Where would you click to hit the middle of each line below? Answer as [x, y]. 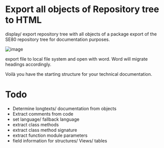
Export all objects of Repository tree [82, 9]
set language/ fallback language [46, 119]
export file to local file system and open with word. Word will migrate [76, 59]
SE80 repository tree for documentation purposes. [58, 39]
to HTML [23, 20]
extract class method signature [45, 130]
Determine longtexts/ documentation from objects [65, 108]
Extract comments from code [43, 114]
